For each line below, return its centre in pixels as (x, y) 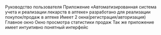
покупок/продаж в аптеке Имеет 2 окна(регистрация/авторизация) (76, 17)
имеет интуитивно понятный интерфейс (47, 27)
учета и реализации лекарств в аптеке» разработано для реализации (78, 12)
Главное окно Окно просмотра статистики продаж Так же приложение (80, 22)
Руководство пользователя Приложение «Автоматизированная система (81, 7)
